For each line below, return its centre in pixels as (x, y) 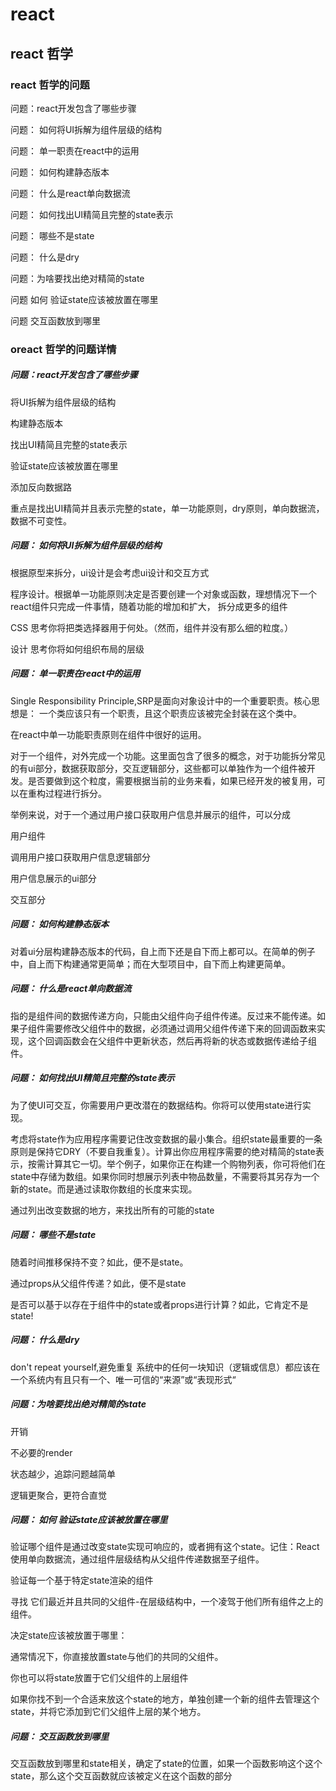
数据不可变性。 (41, 520)
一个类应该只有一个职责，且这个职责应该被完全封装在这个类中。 (170, 713)
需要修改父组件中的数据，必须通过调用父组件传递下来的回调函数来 (180, 1028)
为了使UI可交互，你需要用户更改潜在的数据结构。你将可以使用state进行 (156, 1105)
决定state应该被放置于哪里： (69, 1635)
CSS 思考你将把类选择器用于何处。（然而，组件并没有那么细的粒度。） (152, 627)
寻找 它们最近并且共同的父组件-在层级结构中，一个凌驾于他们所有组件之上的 (167, 1602)
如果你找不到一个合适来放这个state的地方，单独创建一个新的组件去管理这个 (165, 1699)
